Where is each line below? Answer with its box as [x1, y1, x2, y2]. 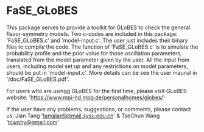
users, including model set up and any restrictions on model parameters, [6, 62, 189, 70]
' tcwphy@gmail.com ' [6, 118, 60, 125]
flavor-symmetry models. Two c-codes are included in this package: [6, 30, 178, 37]
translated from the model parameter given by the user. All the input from [6, 56, 190, 63]
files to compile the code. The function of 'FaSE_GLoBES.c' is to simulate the [6, 43, 199, 50]
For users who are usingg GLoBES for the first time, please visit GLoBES [6, 87, 187, 94]
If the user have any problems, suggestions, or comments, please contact [6, 105, 191, 113]
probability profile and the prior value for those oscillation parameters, [6, 49, 182, 57]
